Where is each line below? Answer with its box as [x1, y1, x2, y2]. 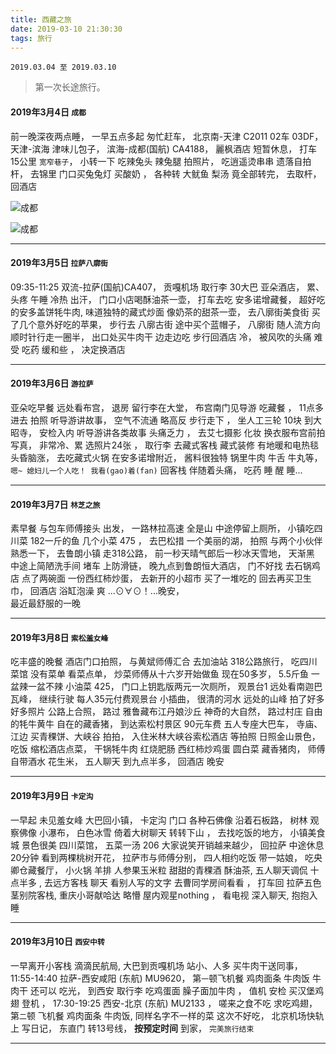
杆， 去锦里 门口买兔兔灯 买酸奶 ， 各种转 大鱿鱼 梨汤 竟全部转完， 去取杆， [10, 167, 322, 180]
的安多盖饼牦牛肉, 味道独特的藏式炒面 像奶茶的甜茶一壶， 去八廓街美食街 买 [10, 306, 321, 318]
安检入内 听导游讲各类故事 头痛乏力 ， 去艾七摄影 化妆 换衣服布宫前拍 [38, 426, 326, 438]
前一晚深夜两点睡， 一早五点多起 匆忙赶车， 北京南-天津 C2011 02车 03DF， [10, 130, 324, 142]
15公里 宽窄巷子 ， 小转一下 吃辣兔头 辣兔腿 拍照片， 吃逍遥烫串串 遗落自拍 [10, 155, 312, 167]
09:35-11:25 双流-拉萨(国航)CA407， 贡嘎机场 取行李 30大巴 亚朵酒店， [10, 281, 305, 293]
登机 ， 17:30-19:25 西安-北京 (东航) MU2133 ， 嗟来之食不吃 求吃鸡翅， [21, 997, 318, 1009]
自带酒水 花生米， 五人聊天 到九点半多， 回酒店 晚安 [10, 756, 225, 768]
